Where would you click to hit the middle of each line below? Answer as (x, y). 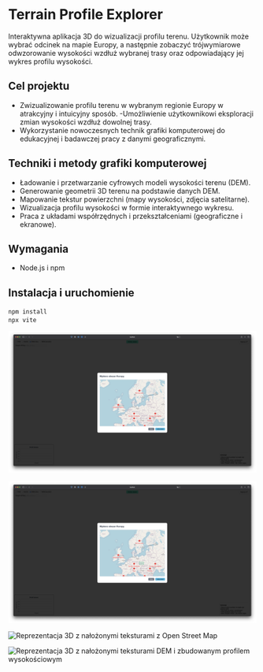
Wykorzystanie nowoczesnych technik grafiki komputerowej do (122, 130)
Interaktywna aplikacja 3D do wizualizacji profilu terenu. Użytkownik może (129, 36)
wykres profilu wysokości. (50, 61)
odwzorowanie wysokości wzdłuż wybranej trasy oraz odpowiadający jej (126, 53)
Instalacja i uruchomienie (72, 293)
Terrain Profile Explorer (86, 15)
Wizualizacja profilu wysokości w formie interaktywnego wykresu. (127, 207)
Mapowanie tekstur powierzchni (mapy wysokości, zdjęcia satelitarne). (135, 199)
